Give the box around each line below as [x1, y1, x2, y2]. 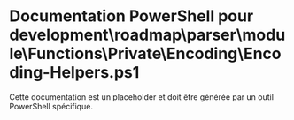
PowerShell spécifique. [9, 101, 93, 111]
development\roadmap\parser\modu [9, 25, 286, 45]
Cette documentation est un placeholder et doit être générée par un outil [9, 91, 275, 102]
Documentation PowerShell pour [9, 6, 254, 26]
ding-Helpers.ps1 [9, 63, 140, 83]
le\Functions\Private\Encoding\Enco [9, 44, 282, 64]
